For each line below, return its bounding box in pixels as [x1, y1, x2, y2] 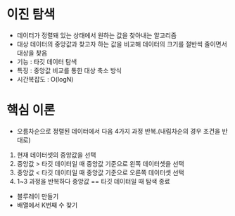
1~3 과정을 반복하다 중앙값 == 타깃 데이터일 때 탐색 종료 [16, 177, 170, 185]
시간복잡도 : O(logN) [16, 75, 74, 83]
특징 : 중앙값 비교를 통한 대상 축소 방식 [16, 66, 122, 75]
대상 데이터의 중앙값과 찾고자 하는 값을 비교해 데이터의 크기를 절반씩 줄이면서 [16, 39, 228, 48]
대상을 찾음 [16, 49, 48, 57]
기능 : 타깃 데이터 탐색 [16, 57, 77, 65]
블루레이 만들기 [16, 191, 59, 201]
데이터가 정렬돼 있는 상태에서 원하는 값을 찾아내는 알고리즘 [16, 31, 177, 39]
